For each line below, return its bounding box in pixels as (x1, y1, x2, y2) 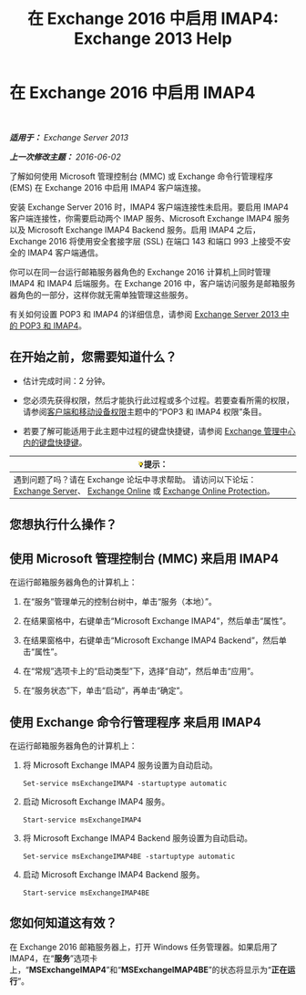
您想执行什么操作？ (9, 517, 117, 533)
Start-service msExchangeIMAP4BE (22, 888, 150, 898)
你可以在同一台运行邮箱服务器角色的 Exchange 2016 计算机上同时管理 (9, 266, 271, 277)
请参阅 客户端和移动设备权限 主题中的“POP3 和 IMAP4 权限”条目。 (22, 406, 267, 417)
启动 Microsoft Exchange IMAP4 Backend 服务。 (22, 869, 205, 880)
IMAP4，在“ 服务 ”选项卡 (9, 952, 98, 963)
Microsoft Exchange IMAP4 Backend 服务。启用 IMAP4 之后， (26, 224, 261, 235)
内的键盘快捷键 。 (22, 437, 87, 448)
